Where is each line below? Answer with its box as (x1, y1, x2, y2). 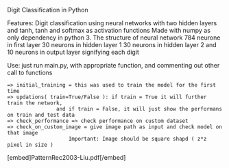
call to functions (7, 68, 53, 76)
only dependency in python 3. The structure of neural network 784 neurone (7, 33, 221, 42)
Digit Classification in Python (7, 6, 88, 14)
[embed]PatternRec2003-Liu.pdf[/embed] (7, 154, 126, 161)
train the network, (7, 100, 63, 107)
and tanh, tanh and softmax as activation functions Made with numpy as (7, 27, 211, 34)
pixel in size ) (7, 141, 53, 148)
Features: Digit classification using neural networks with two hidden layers (7, 19, 217, 27)
